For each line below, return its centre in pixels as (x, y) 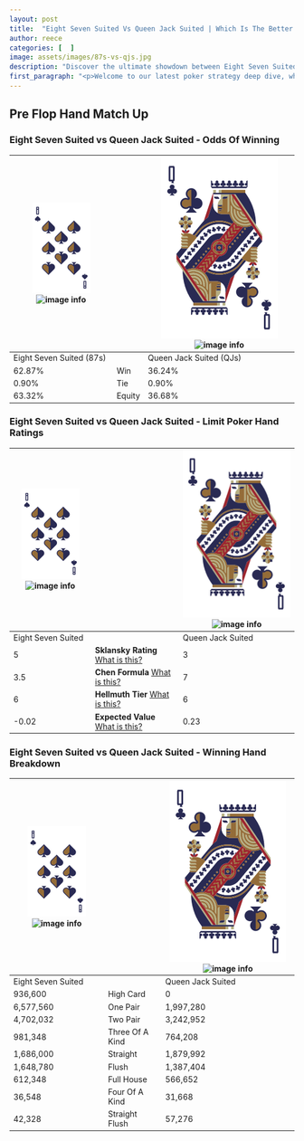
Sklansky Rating (126, 650)
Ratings (27, 433)
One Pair (124, 1007)
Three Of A (128, 1032)
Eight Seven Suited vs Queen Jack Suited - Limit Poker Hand (144, 422)
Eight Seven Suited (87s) (60, 358)
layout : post (34, 19)
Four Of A (126, 1092)
